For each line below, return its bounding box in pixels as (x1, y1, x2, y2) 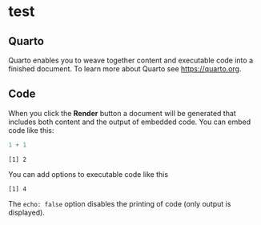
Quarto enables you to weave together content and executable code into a (8, 55, 254, 65)
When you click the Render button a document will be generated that (8, 108, 236, 118)
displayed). (8, 207, 46, 217)
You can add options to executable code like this (8, 169, 169, 179)
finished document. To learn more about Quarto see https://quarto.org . (8, 64, 242, 74)
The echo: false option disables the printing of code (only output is (8, 199, 231, 208)
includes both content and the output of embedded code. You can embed (8, 117, 251, 127)
